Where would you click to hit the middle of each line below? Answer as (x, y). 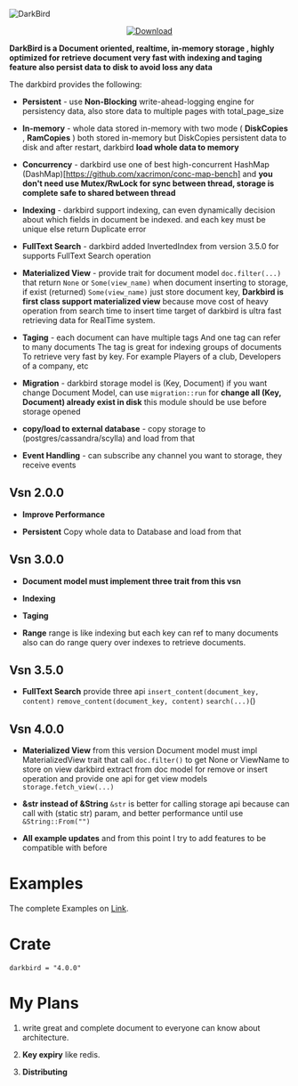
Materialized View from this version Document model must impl (140, 750)
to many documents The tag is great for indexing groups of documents (152, 347)
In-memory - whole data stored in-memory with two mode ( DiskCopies (155, 128)
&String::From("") (56, 822)
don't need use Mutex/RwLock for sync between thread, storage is (148, 183)
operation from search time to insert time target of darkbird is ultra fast (152, 311)
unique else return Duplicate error (84, 229)
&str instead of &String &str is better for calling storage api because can (156, 804)
